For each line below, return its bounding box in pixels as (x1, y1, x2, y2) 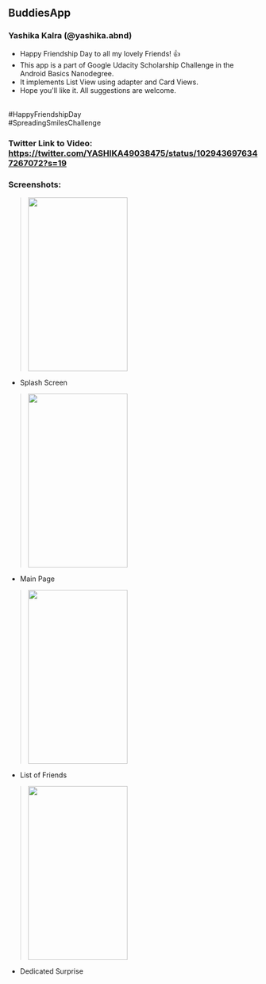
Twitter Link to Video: (8, 138, 93, 149)
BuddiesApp (8, 6, 71, 20)
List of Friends (19, 770, 67, 780)
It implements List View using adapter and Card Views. (19, 77, 199, 87)
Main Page (19, 574, 56, 583)
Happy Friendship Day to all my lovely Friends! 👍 (19, 48, 181, 58)
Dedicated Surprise (19, 966, 83, 976)
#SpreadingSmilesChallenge (8, 118, 102, 127)
